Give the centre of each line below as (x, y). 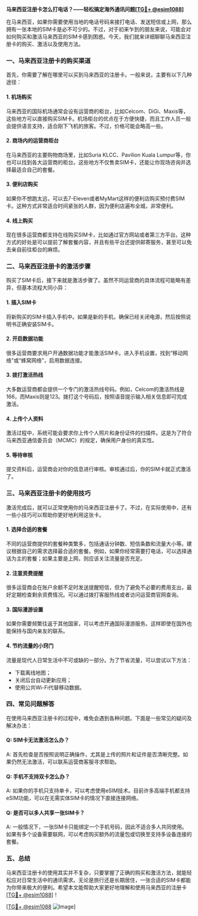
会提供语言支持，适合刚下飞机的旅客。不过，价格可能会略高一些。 (86, 126)
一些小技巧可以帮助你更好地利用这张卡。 (55, 514)
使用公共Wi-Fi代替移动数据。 (50, 687)
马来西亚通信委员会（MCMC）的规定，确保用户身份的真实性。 (82, 441)
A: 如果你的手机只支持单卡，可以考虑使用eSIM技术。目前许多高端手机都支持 (98, 791)
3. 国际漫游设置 (25, 609)
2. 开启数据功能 (25, 339)
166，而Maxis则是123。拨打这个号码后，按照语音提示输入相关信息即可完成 (97, 397)
